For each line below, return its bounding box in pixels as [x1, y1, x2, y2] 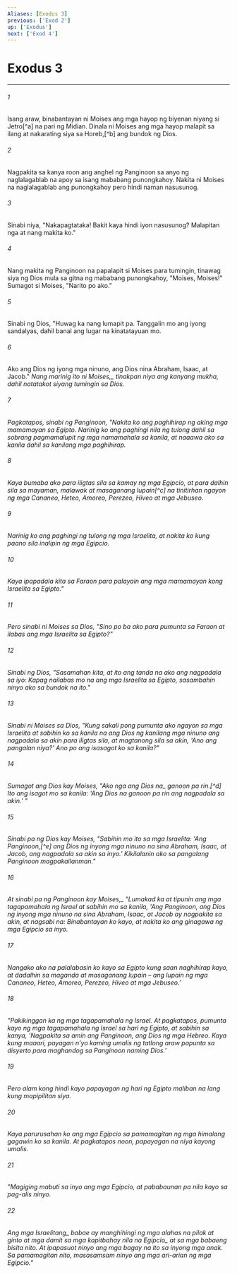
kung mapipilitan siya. [7, 1092, 72, 1100]
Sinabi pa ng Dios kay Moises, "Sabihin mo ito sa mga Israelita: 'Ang [7, 834, 207, 843]
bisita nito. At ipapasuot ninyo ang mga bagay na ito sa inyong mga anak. [7, 1243, 224, 1251]
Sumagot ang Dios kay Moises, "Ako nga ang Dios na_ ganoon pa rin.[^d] [7, 781, 222, 791]
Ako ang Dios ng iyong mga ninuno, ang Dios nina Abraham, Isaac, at [7, 365, 208, 373]
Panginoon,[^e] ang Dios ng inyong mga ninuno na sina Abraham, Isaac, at [7, 842, 227, 851]
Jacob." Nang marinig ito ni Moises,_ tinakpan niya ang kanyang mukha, [7, 372, 219, 381]
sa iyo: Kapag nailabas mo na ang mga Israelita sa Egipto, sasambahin [7, 675, 216, 684]
